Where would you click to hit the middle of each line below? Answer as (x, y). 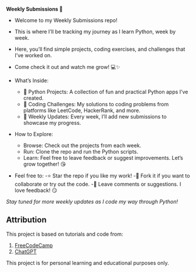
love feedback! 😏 (36, 190)
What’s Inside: (31, 81)
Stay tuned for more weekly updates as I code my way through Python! (92, 202)
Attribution (26, 220)
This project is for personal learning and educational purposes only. (88, 263)
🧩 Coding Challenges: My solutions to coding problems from (96, 104)
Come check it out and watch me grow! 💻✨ (67, 67)
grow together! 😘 (44, 164)
